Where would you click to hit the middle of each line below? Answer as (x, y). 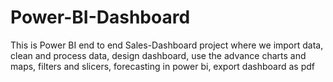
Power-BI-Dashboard (100, 17)
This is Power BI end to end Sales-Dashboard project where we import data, (167, 45)
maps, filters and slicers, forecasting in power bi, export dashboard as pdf (162, 66)
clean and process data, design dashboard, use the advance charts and (158, 55)
